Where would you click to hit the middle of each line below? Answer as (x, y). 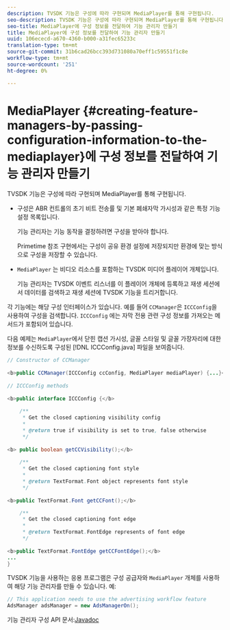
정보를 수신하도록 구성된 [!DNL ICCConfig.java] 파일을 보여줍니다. (96, 348)
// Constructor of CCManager (49, 361)
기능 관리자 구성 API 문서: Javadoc (53, 620)
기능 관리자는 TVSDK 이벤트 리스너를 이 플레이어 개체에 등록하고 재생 (109, 284)
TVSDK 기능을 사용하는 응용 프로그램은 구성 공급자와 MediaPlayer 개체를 (104, 578)
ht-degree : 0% (27, 71)
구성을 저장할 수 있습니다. (64, 255)
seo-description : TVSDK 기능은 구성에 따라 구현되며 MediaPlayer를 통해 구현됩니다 (115, 20)
